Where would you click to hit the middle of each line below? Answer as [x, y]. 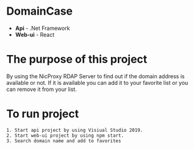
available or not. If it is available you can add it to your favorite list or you [97, 82]
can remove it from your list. [42, 89]
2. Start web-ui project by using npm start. [65, 136]
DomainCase [40, 11]
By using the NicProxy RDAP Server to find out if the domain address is [95, 76]
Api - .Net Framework [42, 28]
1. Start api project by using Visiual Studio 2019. [75, 130]
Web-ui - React [35, 34]
